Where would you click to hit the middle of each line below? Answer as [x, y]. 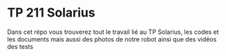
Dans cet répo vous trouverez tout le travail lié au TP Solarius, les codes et [113, 32]
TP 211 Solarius [51, 13]
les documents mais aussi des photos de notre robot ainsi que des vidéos [112, 39]
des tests [20, 46]
